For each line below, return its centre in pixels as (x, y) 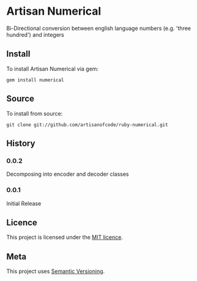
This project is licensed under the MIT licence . (65, 238)
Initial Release (24, 203)
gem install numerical (35, 80)
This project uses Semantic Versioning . (56, 271)
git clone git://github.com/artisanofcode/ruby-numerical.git (87, 125)
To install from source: (35, 113)
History (21, 143)
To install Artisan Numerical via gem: (53, 69)
